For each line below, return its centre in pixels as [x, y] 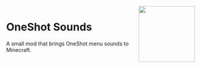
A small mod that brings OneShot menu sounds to [68, 44]
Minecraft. [19, 50]
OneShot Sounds [49, 27]
